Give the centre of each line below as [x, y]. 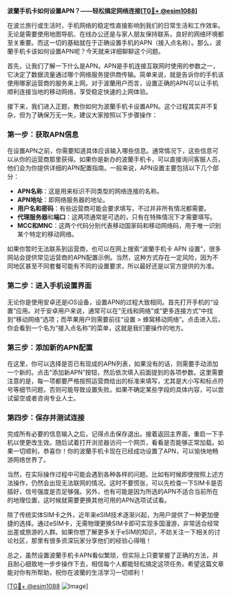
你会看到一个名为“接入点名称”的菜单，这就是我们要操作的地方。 [97, 328]
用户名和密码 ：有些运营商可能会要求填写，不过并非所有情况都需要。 [113, 209]
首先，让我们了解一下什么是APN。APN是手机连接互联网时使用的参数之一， [113, 66]
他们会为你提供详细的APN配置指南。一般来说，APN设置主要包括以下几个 [110, 168]
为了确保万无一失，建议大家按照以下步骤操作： [91, 115]
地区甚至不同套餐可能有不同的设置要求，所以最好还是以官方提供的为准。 [115, 266]
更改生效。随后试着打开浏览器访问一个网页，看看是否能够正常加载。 [121, 443]
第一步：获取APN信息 [43, 134]
